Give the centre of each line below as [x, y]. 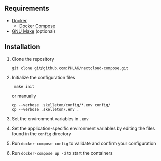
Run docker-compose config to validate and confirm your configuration [84, 143]
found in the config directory [41, 134]
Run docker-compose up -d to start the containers [62, 153]
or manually [24, 96]
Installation [22, 47]
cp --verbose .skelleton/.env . [45, 109]
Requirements [27, 8]
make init [24, 87]
